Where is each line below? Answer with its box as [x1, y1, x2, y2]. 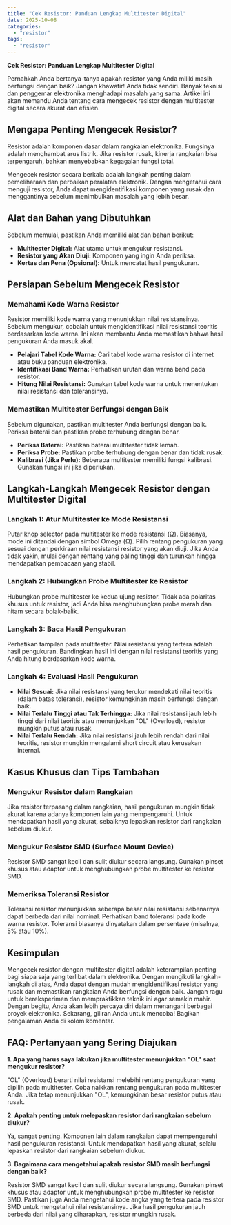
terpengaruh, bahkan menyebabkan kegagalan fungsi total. [7, 157, 175, 165]
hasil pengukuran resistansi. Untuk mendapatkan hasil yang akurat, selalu [7, 1139, 217, 1148]
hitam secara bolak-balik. [7, 607, 79, 615]
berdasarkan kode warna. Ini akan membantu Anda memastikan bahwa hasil [7, 329, 224, 338]
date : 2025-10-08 [7, 17, 57, 23]
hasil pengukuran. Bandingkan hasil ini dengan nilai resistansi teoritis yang [7, 647, 219, 655]
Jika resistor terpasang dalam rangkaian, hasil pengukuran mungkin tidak [7, 802, 216, 811]
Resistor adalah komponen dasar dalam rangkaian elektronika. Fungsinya [7, 142, 215, 151]
